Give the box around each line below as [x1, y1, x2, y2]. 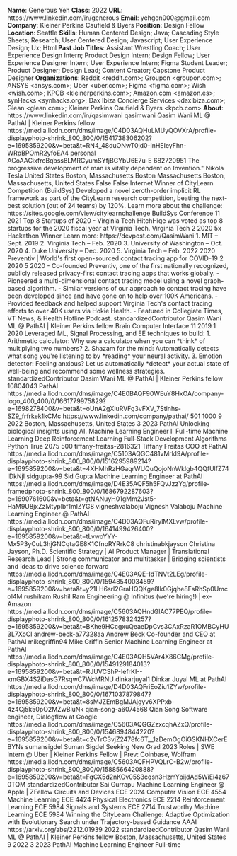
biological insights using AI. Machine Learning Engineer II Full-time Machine [7, 427, 229, 435]
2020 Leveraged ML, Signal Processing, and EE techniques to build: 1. [7, 329, 212, 337]
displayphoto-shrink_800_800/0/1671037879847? [7, 690, 152, 698]
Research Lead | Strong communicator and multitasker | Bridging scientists [7, 555, 226, 563]
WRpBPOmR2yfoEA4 [7, 149, 69, 157]
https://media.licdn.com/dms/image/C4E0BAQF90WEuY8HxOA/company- [7, 389, 224, 398]
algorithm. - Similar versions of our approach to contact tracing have [27, 284, 227, 292]
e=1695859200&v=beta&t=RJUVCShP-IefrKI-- [7, 668, 143, 676]
